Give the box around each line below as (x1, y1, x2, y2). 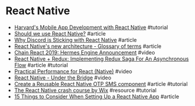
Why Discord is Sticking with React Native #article (14, 36, 137, 43)
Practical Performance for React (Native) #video (14, 68, 133, 75)
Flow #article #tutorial (14, 61, 68, 69)
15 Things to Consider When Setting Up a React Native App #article (14, 93, 180, 100)
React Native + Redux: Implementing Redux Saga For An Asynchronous (14, 55, 189, 62)
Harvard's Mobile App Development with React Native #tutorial (14, 24, 168, 31)
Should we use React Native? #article (14, 30, 106, 37)
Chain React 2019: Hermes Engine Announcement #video (14, 49, 155, 56)
